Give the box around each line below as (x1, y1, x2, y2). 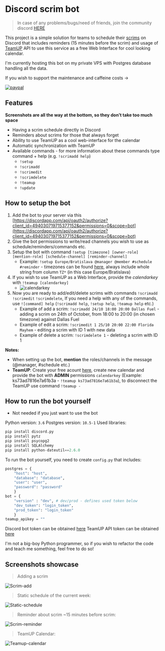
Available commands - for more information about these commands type (12, 147, 160, 154)
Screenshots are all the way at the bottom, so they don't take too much (5, 112, 153, 118)
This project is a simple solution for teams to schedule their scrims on (5, 35, 146, 41)
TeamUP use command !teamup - (12, 382, 81, 389)
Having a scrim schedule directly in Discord (12, 127, 101, 133)
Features (5, 99, 33, 107)
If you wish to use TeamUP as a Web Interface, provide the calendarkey (12, 274, 159, 280)
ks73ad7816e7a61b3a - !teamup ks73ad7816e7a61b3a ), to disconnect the (12, 377, 158, 383)
